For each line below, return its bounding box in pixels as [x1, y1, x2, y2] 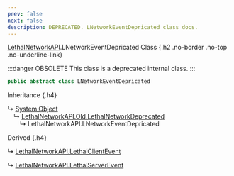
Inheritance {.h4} [7, 91, 57, 99]
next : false [7, 17, 43, 24]
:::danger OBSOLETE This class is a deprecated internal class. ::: [7, 65, 196, 73]
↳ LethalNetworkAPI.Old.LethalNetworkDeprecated [13, 112, 165, 121]
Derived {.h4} [7, 133, 48, 142]
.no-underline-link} [7, 50, 63, 59]
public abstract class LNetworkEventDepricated [7, 78, 151, 85]
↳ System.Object [7, 104, 58, 114]
